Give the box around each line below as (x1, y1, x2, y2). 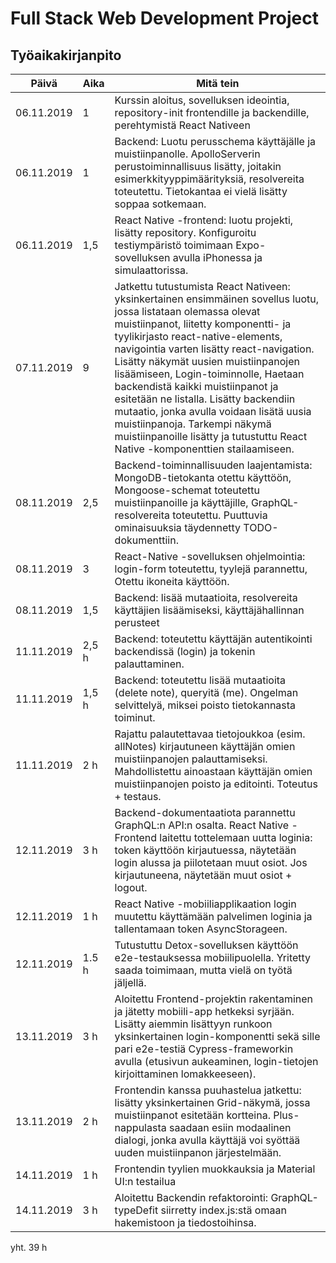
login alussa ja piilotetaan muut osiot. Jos (114, 856, 308, 869)
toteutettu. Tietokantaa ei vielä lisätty (114, 185, 288, 198)
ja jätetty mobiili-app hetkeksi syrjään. (114, 1005, 295, 1018)
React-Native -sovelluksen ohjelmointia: (114, 550, 306, 563)
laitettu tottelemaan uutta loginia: (159, 831, 313, 844)
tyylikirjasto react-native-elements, (114, 330, 283, 343)
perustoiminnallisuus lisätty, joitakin (114, 160, 282, 173)
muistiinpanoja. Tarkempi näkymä (114, 417, 272, 431)
